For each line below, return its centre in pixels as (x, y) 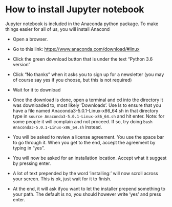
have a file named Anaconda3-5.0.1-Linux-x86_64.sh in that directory (85, 110)
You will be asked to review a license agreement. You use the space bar (88, 137)
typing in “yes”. (29, 148)
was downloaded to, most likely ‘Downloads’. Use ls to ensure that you (87, 105)
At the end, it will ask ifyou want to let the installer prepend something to (89, 189)
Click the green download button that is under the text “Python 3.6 (83, 59)
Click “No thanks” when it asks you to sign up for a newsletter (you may (88, 74)
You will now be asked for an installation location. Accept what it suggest (90, 158)
